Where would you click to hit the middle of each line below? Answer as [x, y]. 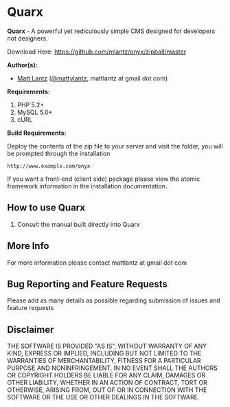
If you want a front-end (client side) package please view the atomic [104, 179]
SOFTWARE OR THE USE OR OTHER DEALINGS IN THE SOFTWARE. [103, 397]
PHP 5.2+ [31, 104]
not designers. [27, 38]
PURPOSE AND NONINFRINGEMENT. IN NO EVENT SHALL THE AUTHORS [113, 368]
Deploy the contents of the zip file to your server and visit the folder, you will [115, 146]
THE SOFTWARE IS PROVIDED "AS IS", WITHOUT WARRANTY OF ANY [107, 346]
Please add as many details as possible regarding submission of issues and [114, 300]
